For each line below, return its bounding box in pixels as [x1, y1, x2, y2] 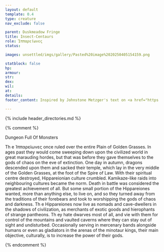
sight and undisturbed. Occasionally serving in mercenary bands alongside [5, 222, 157, 228]
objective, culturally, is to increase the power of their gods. [5, 232, 124, 238]
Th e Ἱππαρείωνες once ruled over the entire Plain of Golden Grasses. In [5, 144, 152, 150]
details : [5, 93, 23, 98]
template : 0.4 [5, 12, 34, 17]
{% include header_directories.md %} [5, 115, 81, 121]
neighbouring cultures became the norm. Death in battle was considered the [5, 180, 159, 186]
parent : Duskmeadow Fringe [5, 30, 60, 35]
